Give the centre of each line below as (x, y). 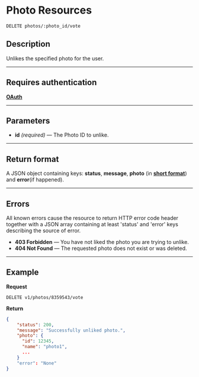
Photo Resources (49, 10)
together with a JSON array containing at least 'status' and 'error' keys (92, 224)
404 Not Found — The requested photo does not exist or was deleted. (101, 248)
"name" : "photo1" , (44, 347)
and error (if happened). (35, 180)
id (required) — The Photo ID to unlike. (62, 135)
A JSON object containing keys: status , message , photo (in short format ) (97, 173)
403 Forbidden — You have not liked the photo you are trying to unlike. (102, 242)
